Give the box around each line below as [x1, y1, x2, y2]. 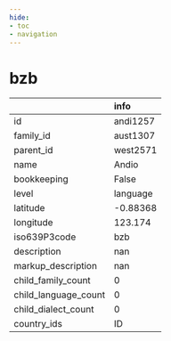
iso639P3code [13, 231, 77, 243]
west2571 [113, 144, 158, 157]
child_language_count [13, 288, 105, 301]
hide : [9, 12, 29, 22]
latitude [13, 202, 45, 215]
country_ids [13, 318, 62, 330]
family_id [13, 130, 51, 142]
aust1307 [113, 130, 156, 142]
